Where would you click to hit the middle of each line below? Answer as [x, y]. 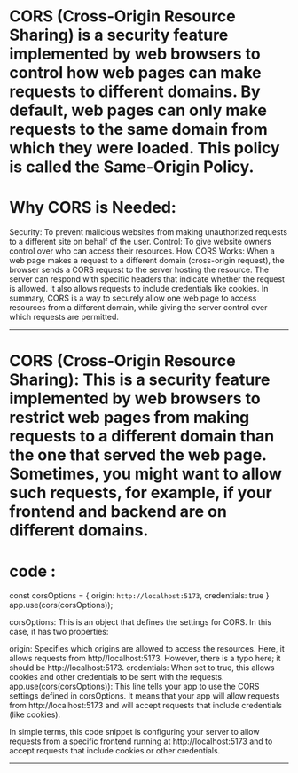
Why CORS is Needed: [93, 208]
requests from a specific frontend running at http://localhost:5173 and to [141, 741]
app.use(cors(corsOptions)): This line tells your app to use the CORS [134, 687]
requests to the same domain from [138, 129]
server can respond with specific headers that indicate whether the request [147, 279]
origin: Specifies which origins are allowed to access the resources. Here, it [147, 649]
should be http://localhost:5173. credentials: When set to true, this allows [142, 668]
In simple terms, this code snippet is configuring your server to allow [134, 732]
